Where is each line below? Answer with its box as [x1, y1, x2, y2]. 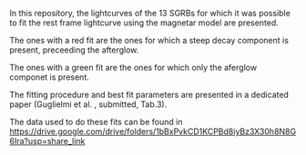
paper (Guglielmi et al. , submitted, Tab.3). [9, 99, 168, 110]
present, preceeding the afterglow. [9, 44, 139, 55]
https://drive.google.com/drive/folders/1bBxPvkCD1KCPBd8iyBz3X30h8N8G [9, 126, 297, 137]
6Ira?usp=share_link [9, 136, 86, 146]
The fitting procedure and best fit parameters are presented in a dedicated [9, 90, 290, 100]
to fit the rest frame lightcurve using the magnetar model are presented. [9, 17, 280, 28]
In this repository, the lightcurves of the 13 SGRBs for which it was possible [9, 8, 291, 18]
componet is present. [9, 72, 89, 82]
